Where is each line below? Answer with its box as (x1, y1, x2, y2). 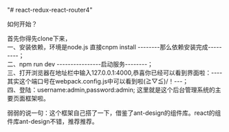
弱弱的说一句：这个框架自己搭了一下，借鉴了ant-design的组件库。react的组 (7, 109, 221, 117)
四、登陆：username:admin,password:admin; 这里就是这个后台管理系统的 (7, 85, 215, 94)
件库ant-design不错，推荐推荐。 (7, 118, 98, 125)
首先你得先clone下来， (7, 34, 72, 42)
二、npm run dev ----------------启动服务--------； (7, 60, 153, 68)
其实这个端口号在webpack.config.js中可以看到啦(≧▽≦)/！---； (7, 77, 189, 85)
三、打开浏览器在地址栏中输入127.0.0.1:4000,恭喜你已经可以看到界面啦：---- (7, 68, 223, 77)
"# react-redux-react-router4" (7, 6, 93, 14)
